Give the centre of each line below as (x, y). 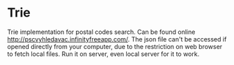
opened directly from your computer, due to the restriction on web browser (115, 46)
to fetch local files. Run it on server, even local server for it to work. (103, 54)
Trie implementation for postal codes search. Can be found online (101, 32)
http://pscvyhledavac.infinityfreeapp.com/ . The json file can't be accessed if (117, 39)
